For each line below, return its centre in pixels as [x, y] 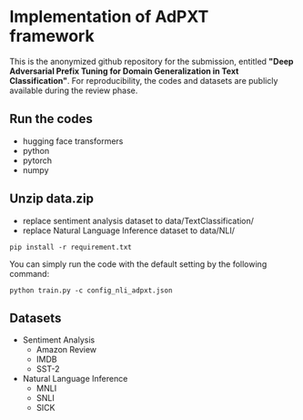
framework [52, 36]
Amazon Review [66, 350]
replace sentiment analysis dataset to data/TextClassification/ [138, 220]
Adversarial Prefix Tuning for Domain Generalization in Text [124, 71]
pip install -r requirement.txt [71, 247]
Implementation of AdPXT [109, 17]
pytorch [37, 160]
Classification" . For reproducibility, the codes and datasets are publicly [144, 80]
